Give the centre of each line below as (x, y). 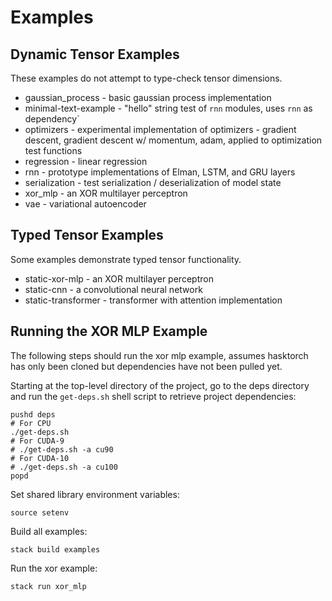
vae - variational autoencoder (85, 204)
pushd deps (33, 414)
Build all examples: (49, 531)
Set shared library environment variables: (95, 494)
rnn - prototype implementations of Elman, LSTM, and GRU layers (160, 172)
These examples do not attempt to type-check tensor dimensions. (146, 78)
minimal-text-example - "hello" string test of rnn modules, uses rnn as (168, 108)
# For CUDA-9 (37, 441)
